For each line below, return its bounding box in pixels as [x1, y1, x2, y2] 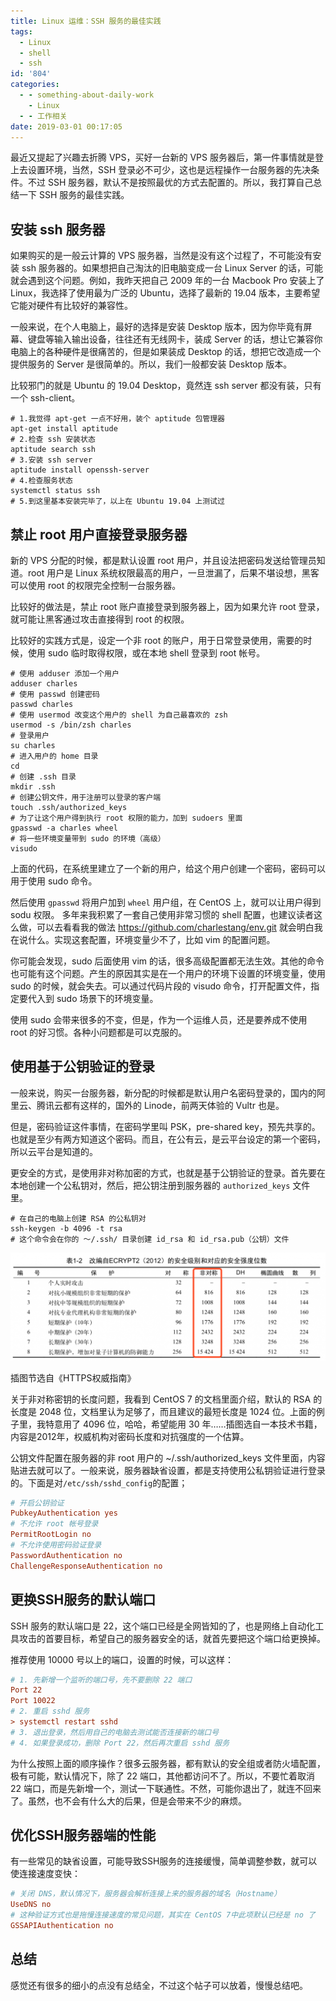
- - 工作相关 [19, 111, 68, 121]
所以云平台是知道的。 [10, 1145, 98, 1157]
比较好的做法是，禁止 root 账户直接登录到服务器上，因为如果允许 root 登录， [10, 601, 325, 612]
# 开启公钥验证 [10, 1498, 65, 1508]
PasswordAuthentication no [10, 1550, 123, 1560]
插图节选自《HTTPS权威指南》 [10, 1371, 137, 1384]
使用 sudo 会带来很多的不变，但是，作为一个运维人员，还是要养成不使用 [10, 1014, 308, 1025]
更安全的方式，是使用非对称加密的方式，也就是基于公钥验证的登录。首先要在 [10, 1166, 326, 1179]
